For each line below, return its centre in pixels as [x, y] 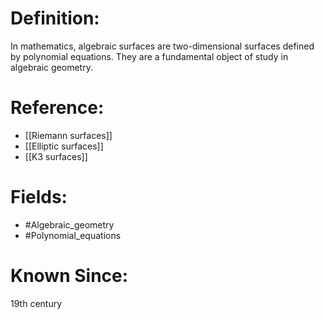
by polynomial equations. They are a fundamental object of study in [149, 56]
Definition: [55, 18]
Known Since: [69, 276]
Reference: [57, 108]
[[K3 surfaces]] [56, 156]
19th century [36, 303]
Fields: [39, 197]
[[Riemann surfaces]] [68, 135]
